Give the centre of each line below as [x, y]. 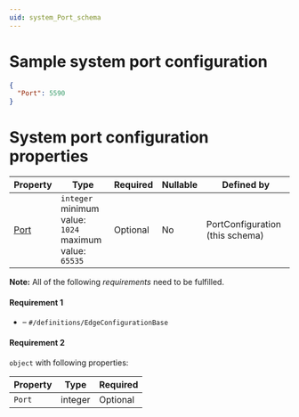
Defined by [246, 185]
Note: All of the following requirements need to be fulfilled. [117, 282]
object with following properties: [69, 363]
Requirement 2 [37, 342]
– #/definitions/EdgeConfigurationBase [95, 323]
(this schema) [235, 235]
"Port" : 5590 [41, 94]
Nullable [180, 185]
